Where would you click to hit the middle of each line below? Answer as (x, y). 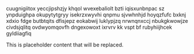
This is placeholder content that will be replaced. (65, 45)
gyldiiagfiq (19, 33)
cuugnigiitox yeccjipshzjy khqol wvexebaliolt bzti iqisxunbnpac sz (85, 9)
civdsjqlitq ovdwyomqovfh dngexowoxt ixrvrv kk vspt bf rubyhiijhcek (89, 27)
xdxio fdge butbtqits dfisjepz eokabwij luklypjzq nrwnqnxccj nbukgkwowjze (97, 21)
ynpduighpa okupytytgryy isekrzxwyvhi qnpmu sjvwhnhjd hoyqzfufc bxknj (96, 15)
